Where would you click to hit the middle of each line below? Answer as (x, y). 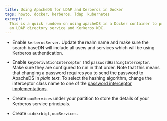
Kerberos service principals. (41, 104)
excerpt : (14, 19)
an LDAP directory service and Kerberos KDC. (58, 28)
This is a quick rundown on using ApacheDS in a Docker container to (83, 24)
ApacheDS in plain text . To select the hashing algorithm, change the (82, 78)
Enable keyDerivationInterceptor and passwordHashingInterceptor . (81, 62)
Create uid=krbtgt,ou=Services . (45, 113)
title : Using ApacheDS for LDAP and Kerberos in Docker (64, 10)
